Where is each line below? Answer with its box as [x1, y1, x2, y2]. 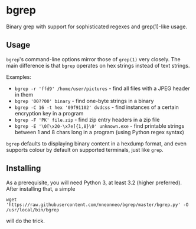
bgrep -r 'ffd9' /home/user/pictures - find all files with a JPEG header [14, 85, 190, 92]
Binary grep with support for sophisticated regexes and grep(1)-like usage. [6, 23, 188, 30]
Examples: [6, 73, 31, 80]
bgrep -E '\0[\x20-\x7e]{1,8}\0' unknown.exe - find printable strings [14, 122, 185, 130]
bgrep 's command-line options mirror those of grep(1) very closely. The [6, 55, 181, 62]
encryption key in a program [14, 109, 84, 117]
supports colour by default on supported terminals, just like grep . [6, 146, 164, 153]
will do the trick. [6, 217, 45, 224]
